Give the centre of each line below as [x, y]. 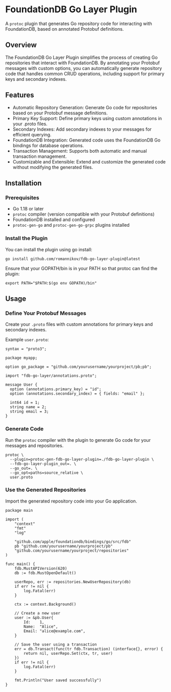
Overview [21, 45]
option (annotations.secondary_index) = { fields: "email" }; [77, 394]
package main [19, 510]
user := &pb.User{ [34, 617]
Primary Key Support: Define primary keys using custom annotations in [87, 118]
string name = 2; [28, 407]
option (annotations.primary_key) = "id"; [56, 389]
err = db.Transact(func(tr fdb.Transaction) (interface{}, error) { [89, 649]
